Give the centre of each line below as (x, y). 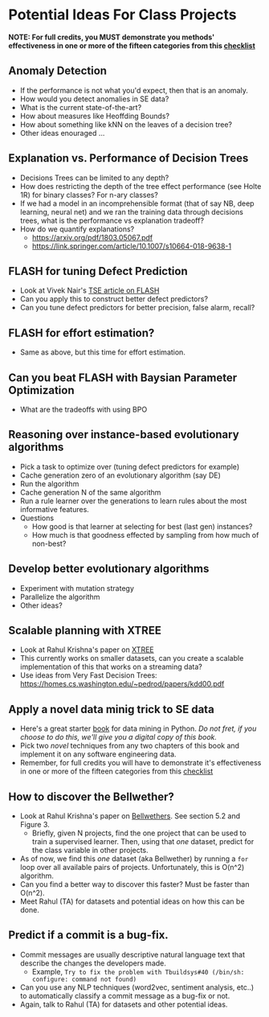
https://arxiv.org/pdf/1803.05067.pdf (92, 237)
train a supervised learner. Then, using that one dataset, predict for (143, 842)
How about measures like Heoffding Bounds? (95, 116)
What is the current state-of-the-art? (81, 107)
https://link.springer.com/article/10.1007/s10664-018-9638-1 (131, 246)
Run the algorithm (49, 483)
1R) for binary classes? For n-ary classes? (89, 195)
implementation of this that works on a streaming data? (111, 667)
